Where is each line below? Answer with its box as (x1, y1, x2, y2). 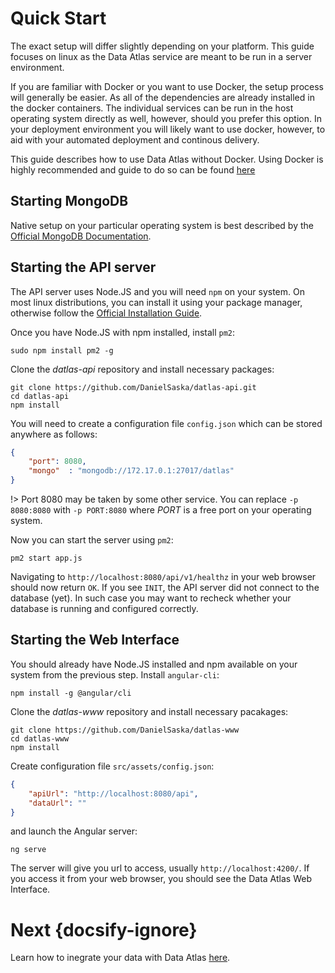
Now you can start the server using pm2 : (10, 534, 174, 546)
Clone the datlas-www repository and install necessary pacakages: (10, 705, 289, 717)
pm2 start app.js (10, 553, 83, 564)
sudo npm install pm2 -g (10, 345, 114, 356)
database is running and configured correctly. (10, 603, 199, 615)
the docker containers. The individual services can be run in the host (10, 102, 294, 114)
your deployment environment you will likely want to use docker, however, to (10, 123, 326, 135)
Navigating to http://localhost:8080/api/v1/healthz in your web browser (10, 571, 317, 583)
